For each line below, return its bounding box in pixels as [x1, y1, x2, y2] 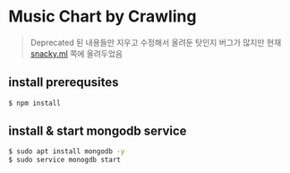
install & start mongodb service [8, 124, 187, 139]
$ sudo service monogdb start [8, 155, 122, 165]
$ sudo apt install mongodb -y [8, 147, 125, 156]
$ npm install [8, 99, 62, 108]
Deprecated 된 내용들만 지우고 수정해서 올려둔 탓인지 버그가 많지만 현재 [30, 37, 282, 48]
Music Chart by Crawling [8, 6, 197, 27]
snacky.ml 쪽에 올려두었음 [30, 48, 123, 59]
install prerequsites [8, 74, 119, 91]
